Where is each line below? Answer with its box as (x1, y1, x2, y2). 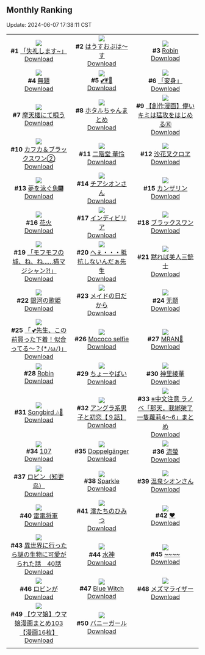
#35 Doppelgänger (74, 447, 129, 455)
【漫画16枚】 (19, 628, 59, 637)
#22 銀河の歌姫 (16, 296, 61, 305)
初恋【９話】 (89, 413, 127, 421)
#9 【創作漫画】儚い (136, 101, 195, 110)
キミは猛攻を (137, 110, 175, 119)
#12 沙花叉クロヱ (140, 150, 191, 158)
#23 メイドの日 (76, 291, 121, 300)
